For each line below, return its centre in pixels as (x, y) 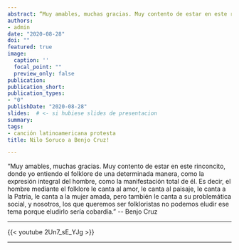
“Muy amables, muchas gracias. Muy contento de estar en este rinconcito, (117, 166)
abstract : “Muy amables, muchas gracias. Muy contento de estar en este (117, 14)
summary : (20, 120)
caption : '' (32, 61)
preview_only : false (44, 73)
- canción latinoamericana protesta (62, 133)
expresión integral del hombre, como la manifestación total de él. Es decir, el (119, 182)
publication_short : (36, 87)
